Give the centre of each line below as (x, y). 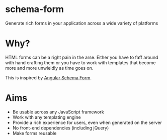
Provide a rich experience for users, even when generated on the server (87, 122)
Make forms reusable (34, 133)
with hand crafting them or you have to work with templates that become (80, 62)
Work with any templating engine (47, 117)
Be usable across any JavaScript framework (58, 112)
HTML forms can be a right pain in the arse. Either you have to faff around (82, 57)
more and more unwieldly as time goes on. (49, 68)
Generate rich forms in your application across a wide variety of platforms (82, 23)
